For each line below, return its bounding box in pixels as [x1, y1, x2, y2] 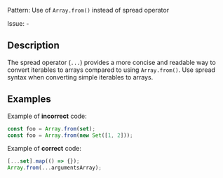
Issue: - [7, 20, 29, 27]
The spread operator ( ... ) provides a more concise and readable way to [7, 58, 216, 66]
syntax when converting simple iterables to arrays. [7, 73, 154, 81]
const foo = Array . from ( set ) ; [7, 125, 96, 132]
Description [7, 40, 60, 52]
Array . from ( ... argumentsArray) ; [7, 164, 102, 172]
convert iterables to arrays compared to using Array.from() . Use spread [7, 66, 216, 74]
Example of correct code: [7, 144, 82, 153]
